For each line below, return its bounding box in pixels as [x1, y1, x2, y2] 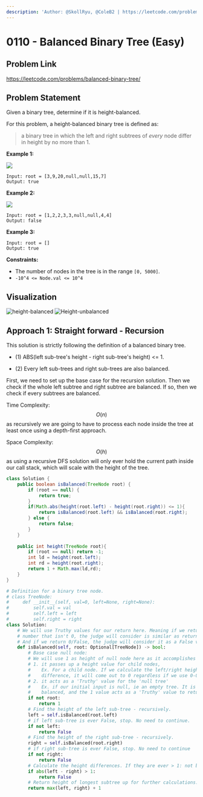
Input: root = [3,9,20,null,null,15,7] [6, 173, 107, 179]
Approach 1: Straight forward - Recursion [6, 325, 164, 336]
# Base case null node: [28, 650, 88, 656]
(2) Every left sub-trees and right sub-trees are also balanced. [14, 365, 170, 373]
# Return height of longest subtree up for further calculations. [28, 779, 199, 785]
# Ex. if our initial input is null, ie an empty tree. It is [28, 684, 196, 690]
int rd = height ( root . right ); [28, 560, 104, 567]
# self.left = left [6, 610, 77, 617]
